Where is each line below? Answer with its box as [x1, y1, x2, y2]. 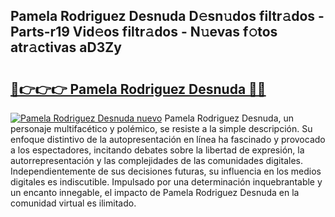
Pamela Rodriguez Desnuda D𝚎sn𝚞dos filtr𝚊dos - [10, 8, 325, 25]
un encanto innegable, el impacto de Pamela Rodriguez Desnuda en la [10, 187, 300, 198]
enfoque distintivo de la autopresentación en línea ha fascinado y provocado [10, 134, 326, 145]
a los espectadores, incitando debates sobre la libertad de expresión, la [10, 144, 305, 156]
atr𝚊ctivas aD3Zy [10, 39, 122, 56]
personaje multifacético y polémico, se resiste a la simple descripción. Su [10, 123, 313, 134]
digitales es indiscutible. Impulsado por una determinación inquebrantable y [10, 176, 323, 188]
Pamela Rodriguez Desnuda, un [164, 112, 295, 124]
